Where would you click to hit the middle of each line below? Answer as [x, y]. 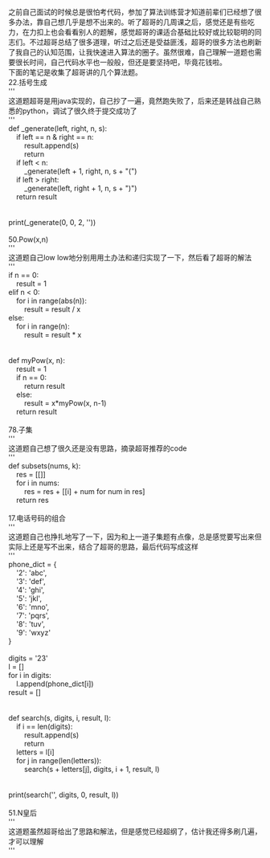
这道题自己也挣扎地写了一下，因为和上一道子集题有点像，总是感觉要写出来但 [135, 537]
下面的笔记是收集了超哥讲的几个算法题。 [75, 72]
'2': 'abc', [31, 573]
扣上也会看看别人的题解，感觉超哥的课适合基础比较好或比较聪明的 [145, 32]
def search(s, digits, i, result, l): [59, 718]
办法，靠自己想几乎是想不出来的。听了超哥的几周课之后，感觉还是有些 [131, 22]
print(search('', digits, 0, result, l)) [63, 795]
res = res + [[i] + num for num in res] [84, 491]
